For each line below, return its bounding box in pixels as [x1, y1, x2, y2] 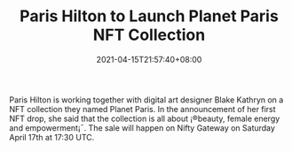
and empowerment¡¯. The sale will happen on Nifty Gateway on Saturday [9, 122, 275, 133]
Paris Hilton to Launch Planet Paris [19, 6, 280, 26]
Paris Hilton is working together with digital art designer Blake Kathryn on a [9, 94, 284, 105]
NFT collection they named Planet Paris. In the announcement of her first [9, 103, 277, 114]
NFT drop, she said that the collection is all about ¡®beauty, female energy [9, 113, 280, 124]
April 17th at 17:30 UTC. [9, 132, 95, 142]
